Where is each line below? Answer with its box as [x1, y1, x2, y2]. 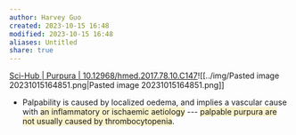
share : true [9, 46, 53, 55]
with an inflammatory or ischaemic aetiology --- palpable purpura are [21, 107, 278, 117]
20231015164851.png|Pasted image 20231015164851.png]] [9, 80, 225, 91]
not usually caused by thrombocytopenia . [21, 116, 176, 127]
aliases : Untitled [9, 37, 78, 47]
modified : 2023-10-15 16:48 [9, 29, 114, 38]
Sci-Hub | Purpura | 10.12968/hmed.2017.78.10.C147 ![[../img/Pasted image [9, 70, 280, 81]
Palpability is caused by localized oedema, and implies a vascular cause [21, 97, 287, 107]
